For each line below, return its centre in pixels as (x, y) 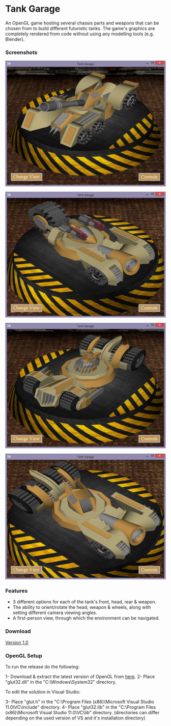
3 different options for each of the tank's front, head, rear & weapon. (84, 602)
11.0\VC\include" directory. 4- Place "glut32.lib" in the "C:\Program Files (81, 707)
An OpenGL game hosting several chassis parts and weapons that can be (82, 23)
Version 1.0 (17, 643)
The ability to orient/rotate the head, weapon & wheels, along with (82, 607)
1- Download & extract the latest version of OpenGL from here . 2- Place (80, 677)
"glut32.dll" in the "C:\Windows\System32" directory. (61, 682)
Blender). (15, 39)
